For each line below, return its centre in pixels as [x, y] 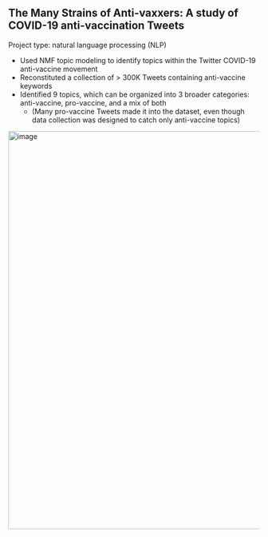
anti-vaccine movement [59, 69]
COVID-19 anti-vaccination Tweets [97, 26]
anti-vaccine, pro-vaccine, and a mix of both [93, 102]
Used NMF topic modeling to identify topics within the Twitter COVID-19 [138, 60]
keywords [36, 86]
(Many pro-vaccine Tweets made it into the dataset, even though [138, 111]
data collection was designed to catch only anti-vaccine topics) [136, 120]
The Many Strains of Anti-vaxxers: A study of [124, 13]
